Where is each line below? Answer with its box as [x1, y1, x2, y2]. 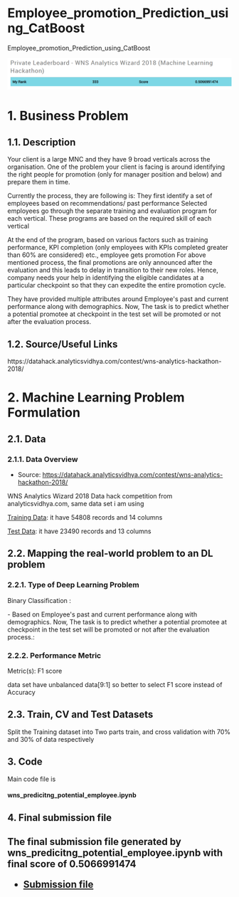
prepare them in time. [7, 178, 70, 187]
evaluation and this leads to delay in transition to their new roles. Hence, [7, 266, 218, 275]
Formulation [7, 404, 80, 421]
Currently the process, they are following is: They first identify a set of [7, 192, 213, 200]
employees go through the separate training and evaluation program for [7, 206, 218, 215]
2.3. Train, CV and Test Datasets [7, 708, 154, 720]
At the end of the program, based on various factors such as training [7, 236, 208, 244]
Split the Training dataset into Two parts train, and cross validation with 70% [7, 728, 231, 736]
